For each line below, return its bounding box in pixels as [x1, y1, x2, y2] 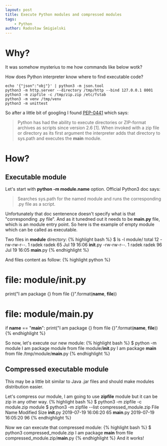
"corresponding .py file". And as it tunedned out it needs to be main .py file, [5, 216, 160, 222]
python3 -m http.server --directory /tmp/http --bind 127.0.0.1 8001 [5, 88, 153, 93]
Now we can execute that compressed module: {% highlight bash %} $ [5, 424, 151, 430]
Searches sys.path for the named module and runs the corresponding [17, 196, 161, 202]
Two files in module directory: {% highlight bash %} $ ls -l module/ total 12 [5, 236, 159, 243]
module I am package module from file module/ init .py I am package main [5, 345, 156, 351]
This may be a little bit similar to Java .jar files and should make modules [5, 378, 154, 384]
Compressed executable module [5, 365, 109, 373]
